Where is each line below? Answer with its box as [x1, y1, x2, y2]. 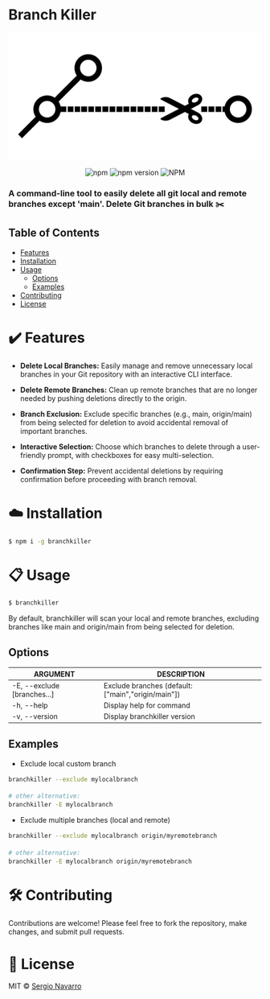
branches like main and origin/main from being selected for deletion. [8, 622, 235, 632]
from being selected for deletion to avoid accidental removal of [19, 417, 229, 427]
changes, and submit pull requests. [8, 927, 125, 936]
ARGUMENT [33, 669, 76, 679]
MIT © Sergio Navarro [8, 981, 82, 991]
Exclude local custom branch [19, 758, 117, 768]
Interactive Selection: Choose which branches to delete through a [19, 441, 241, 452]
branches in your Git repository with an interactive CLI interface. [19, 369, 233, 379]
